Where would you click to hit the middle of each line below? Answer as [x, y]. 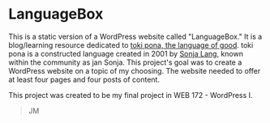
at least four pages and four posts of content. [84, 79]
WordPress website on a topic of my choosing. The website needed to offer [135, 70]
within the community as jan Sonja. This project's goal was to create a [125, 62]
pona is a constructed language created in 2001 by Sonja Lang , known [126, 53]
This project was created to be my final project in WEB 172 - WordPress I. [131, 95]
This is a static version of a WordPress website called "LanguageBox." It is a [135, 36]
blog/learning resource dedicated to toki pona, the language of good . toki [131, 45]
